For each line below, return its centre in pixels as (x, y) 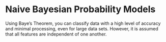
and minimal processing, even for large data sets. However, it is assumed (82, 28)
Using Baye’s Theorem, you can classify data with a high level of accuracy (83, 23)
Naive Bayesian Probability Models (80, 9)
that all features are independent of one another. (56, 34)
